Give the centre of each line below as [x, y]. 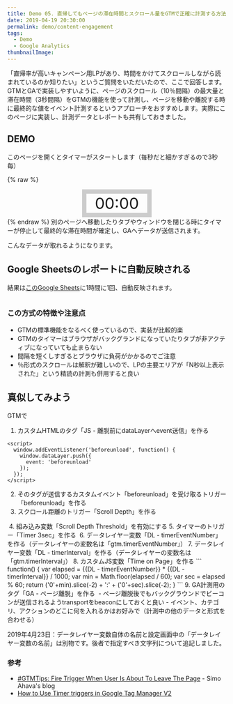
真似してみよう [39, 398]
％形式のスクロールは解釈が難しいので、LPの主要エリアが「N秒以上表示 [121, 365]
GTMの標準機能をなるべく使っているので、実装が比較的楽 [100, 330]
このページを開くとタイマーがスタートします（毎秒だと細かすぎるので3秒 [113, 157]
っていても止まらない [72, 347]
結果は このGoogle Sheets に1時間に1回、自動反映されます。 [91, 287]
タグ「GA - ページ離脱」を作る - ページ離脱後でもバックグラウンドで [107, 593]
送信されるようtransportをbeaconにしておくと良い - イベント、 [110, 602]
